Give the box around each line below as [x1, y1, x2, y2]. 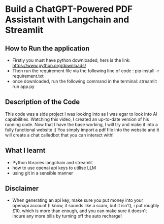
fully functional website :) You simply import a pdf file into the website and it [5, 127, 159, 133]
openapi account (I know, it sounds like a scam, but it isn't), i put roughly [12, 203, 160, 209]
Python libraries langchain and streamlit [12, 159, 93, 165]
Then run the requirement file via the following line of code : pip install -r [12, 68, 160, 74]
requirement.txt [12, 73, 44, 79]
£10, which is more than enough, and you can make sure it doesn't [12, 208, 147, 214]
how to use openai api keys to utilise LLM [12, 165, 96, 171]
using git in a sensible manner [12, 170, 73, 176]
